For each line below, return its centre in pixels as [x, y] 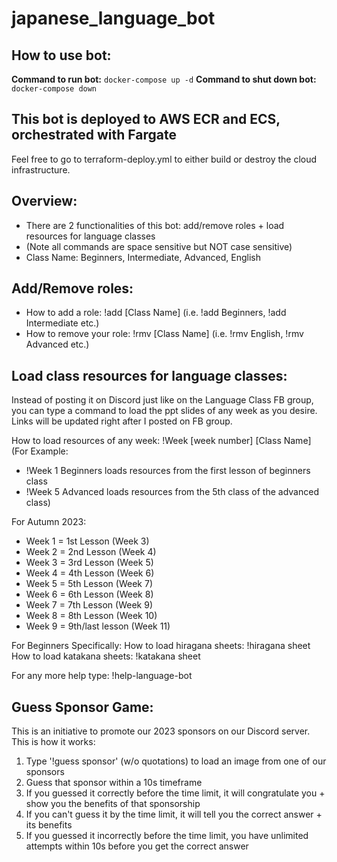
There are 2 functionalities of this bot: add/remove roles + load [155, 225]
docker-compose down [54, 89]
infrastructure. [41, 169]
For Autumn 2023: [49, 522]
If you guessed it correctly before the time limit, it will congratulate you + [175, 793]
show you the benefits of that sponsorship [113, 804]
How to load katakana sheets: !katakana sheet [106, 656]
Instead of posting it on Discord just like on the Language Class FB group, [162, 400]
